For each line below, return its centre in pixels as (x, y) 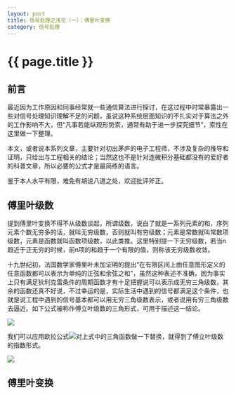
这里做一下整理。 (32, 133)
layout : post (26, 14)
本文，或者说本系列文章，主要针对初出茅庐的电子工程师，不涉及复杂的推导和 (118, 149)
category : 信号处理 (34, 27)
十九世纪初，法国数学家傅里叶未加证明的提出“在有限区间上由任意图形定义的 (117, 265)
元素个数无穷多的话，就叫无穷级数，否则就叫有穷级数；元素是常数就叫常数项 (118, 232)
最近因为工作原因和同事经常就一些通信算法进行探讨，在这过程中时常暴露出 (115, 107)
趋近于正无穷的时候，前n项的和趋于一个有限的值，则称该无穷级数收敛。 (111, 250)
